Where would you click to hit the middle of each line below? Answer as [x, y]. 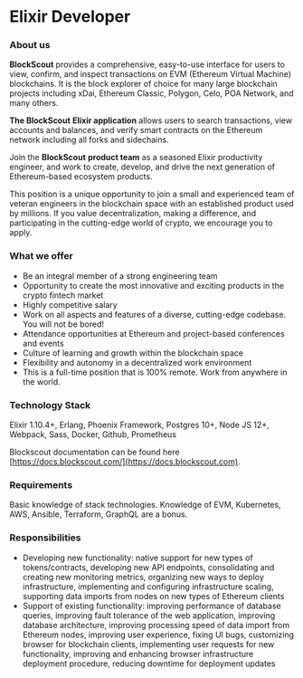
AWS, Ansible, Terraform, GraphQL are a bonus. [99, 514]
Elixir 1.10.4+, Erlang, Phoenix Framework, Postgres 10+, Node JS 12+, [139, 425]
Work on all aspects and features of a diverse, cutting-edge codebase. [154, 314]
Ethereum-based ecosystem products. [81, 177]
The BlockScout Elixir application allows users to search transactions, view [151, 120]
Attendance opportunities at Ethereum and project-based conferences [153, 333]
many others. [34, 103]
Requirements [41, 485]
